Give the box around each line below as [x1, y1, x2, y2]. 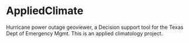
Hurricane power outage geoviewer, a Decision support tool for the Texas [6, 24, 184, 31]
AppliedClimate [6, 4, 84, 18]
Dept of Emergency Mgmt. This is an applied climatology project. [6, 29, 163, 37]
